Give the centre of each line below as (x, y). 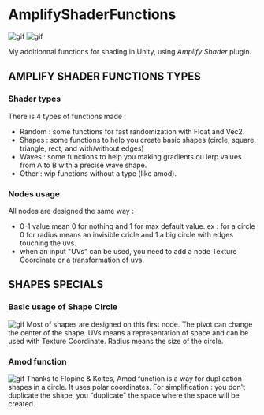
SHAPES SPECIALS (56, 284)
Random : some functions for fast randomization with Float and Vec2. (132, 131)
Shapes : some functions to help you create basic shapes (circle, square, (138, 140)
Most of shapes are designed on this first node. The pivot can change (139, 324)
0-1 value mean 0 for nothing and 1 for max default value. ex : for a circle (137, 226)
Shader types (35, 99)
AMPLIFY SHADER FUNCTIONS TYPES (104, 77)
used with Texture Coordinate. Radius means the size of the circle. (116, 341)
